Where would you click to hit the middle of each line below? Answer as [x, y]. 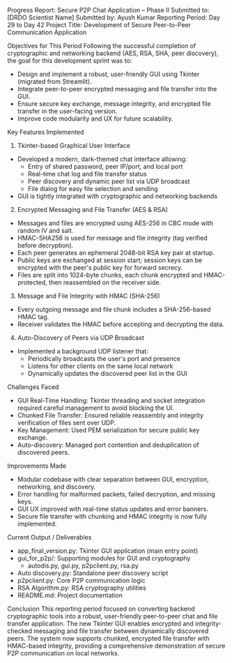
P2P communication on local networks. [63, 653]
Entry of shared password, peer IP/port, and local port [105, 166]
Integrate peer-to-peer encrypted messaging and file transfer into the [117, 89]
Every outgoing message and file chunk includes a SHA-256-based [114, 309]
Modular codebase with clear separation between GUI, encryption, [113, 479]
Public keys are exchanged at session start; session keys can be [110, 260]
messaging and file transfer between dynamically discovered [121, 631]
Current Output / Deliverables [49, 537]
